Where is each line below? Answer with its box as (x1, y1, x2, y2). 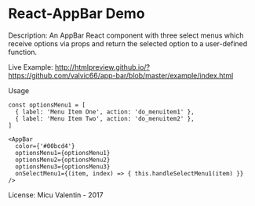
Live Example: (8, 62, 53, 71)
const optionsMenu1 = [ (8, 101, 86, 109)
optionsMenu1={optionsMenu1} (15, 149, 111, 157)
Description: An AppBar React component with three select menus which (8, 31, 244, 40)
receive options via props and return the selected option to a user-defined (8, 38, 248, 48)
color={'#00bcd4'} (15, 142, 76, 150)
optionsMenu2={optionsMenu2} (15, 156, 111, 164)
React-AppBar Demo (8, 5, 145, 23)
